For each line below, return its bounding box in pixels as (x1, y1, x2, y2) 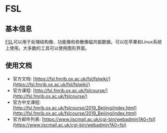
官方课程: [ (12, 87, 35, 94)
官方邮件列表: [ (12, 116, 44, 122)
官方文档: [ (12, 75, 35, 81)
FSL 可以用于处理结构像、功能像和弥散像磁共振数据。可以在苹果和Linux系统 (5, 39, 162, 45)
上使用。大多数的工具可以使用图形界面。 (5, 45, 90, 51)
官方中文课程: (12, 99, 41, 105)
